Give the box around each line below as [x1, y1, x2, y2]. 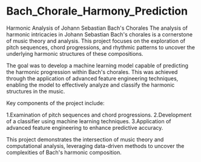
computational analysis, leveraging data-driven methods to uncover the [6, 142, 185, 149]
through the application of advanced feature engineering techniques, [6, 75, 179, 82]
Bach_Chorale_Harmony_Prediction [6, 4, 188, 18]
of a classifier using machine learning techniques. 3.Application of [6, 117, 171, 125]
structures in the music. [6, 87, 65, 95]
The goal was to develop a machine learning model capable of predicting [6, 62, 189, 69]
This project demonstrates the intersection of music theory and [6, 135, 164, 143]
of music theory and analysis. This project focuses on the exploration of [6, 37, 186, 44]
